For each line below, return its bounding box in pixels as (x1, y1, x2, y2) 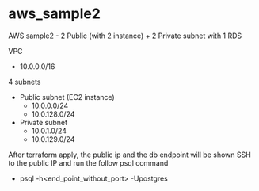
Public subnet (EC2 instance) (19, 92, 115, 101)
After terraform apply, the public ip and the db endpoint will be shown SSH (8, 150, 251, 159)
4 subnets (8, 77, 41, 86)
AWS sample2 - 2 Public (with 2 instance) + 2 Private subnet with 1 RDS (8, 31, 242, 40)
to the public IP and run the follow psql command (8, 158, 169, 167)
